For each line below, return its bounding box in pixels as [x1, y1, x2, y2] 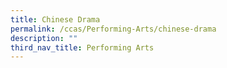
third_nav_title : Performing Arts [10, 42, 155, 53]
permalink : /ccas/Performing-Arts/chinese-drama [10, 24, 217, 34]
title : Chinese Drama [10, 14, 101, 25]
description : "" [10, 33, 78, 43]
